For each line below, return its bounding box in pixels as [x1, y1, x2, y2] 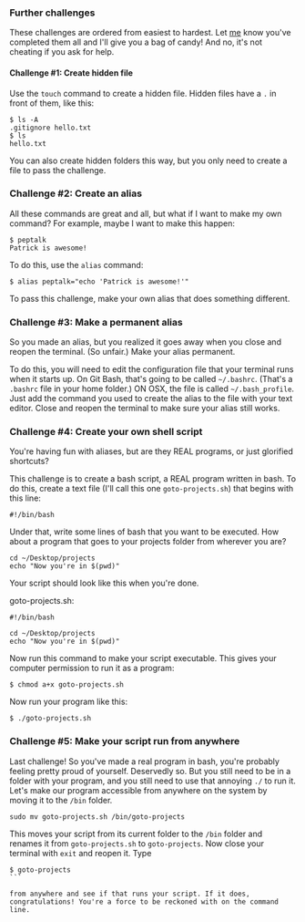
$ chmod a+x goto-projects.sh [9, 680, 125, 689]
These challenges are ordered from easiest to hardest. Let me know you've [9, 27, 291, 38]
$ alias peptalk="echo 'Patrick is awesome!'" [9, 276, 189, 286]
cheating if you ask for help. [9, 47, 115, 57]
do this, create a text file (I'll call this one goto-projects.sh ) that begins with [9, 483, 294, 494]
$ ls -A [9, 115, 39, 124]
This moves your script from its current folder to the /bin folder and [9, 828, 263, 839]
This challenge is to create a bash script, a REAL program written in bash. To [9, 473, 297, 484]
